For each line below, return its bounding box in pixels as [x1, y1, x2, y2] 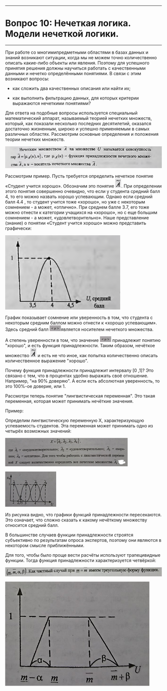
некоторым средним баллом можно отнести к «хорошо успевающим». [5, 320, 158, 326]
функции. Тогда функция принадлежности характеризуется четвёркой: [5, 558, 157, 564]
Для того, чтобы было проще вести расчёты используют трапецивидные [5, 552, 161, 558]
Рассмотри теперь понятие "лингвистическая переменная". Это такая [5, 393, 156, 399]
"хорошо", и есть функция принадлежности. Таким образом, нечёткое [5, 343, 156, 349]
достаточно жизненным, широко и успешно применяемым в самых [5, 125, 150, 132]
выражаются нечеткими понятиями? [12, 100, 91, 106]
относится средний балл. [5, 522, 59, 528]
